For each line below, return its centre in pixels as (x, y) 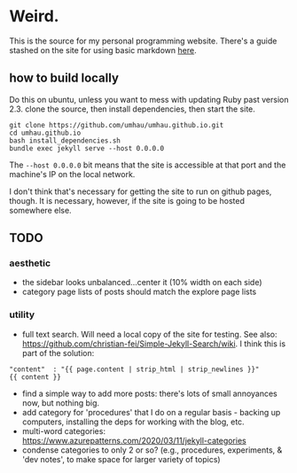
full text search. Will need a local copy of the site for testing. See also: (149, 334)
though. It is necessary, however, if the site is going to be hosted (127, 200)
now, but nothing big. (61, 403)
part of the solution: (58, 353)
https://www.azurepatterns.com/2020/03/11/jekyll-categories (134, 440)
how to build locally (64, 78)
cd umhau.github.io (45, 133)
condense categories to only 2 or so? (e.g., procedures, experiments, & (152, 450)
